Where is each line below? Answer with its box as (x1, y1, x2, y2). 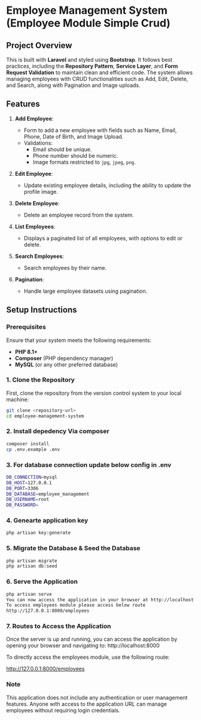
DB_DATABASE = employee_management (6, 491, 90, 497)
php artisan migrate (6, 557, 58, 564)
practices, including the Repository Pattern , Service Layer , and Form (6, 62, 178, 70)
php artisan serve (6, 591, 52, 597)
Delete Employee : (14, 199, 60, 207)
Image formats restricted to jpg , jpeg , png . (32, 158, 136, 166)
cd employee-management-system (6, 413, 84, 419)
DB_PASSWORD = (6, 502, 39, 508)
